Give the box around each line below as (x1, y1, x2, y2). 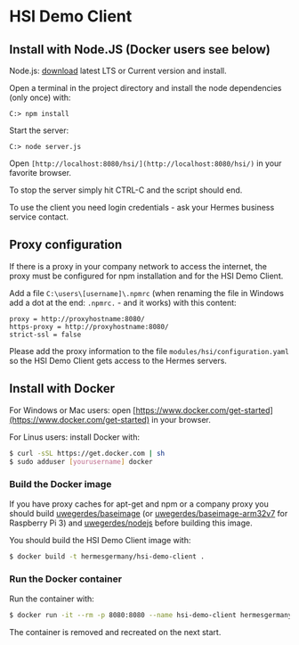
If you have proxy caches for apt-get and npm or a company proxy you (9, 498, 270, 509)
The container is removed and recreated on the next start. (9, 626, 222, 637)
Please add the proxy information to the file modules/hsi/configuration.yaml (9, 345, 289, 356)
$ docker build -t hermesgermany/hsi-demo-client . (9, 551, 205, 561)
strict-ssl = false (9, 330, 82, 339)
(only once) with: (9, 92, 71, 103)
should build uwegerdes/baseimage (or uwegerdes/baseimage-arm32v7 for (9, 508, 288, 518)
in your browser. (150, 414, 211, 425)
